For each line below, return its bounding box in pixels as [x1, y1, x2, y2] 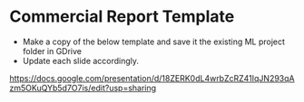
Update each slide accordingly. [22, 55, 139, 66]
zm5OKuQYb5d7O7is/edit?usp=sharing [9, 82, 157, 93]
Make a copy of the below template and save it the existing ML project [22, 36, 286, 47]
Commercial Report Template [9, 6, 235, 27]
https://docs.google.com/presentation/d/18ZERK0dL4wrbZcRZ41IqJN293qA [9, 72, 295, 83]
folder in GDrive [22, 45, 82, 56]
